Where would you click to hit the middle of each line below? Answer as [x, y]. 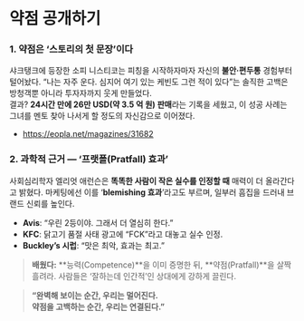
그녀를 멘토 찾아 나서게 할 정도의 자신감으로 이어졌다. [102, 116]
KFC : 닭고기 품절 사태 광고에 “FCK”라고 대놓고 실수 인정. [123, 234]
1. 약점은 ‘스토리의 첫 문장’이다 [71, 49]
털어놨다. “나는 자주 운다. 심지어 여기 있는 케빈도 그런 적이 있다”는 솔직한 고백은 [149, 82]
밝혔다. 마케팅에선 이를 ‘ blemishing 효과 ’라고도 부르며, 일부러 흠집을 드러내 [152, 192]
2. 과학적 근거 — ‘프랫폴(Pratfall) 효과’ [89, 160]
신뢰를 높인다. [50, 203]
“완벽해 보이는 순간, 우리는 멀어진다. [95, 295]
